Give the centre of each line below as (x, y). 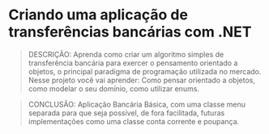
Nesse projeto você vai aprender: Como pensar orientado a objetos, (141, 80)
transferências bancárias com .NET (130, 32)
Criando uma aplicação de (98, 15)
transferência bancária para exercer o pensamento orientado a (133, 63)
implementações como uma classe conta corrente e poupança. (134, 121)
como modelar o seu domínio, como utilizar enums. (114, 88)
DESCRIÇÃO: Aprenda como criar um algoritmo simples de (126, 54)
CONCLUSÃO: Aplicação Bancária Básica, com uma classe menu (137, 104)
